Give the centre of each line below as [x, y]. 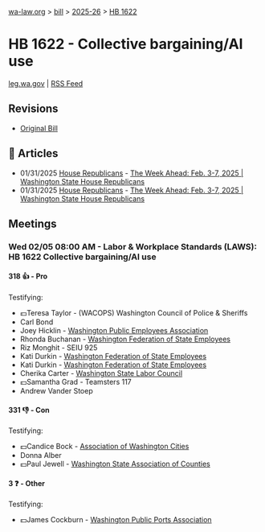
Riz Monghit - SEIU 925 [59, 348]
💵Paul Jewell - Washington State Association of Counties [115, 464]
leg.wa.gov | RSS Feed [46, 83]
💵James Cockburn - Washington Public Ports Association [116, 520]
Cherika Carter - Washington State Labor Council [101, 373]
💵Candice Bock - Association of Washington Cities [104, 447]
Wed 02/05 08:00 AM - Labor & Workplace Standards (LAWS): [132, 246]
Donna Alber [41, 456]
